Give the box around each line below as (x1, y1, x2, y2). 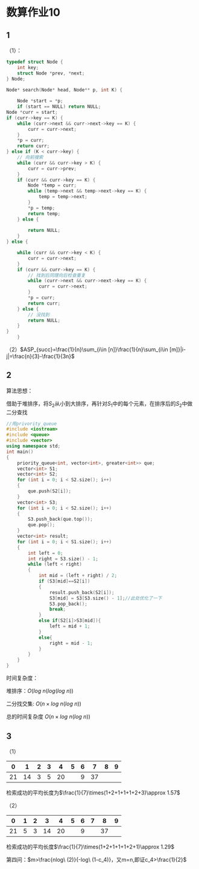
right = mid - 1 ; (49, 640, 93, 646)
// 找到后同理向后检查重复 (28, 272, 86, 279)
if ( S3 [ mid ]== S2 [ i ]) (38, 578, 90, 584)
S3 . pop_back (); (49, 601, 87, 607)
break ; (49, 606, 66, 612)
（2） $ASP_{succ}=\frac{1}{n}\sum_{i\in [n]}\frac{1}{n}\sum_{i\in (6, 346, 169, 353)
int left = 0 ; (28, 550, 63, 556)
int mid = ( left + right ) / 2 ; (38, 573, 118, 579)
